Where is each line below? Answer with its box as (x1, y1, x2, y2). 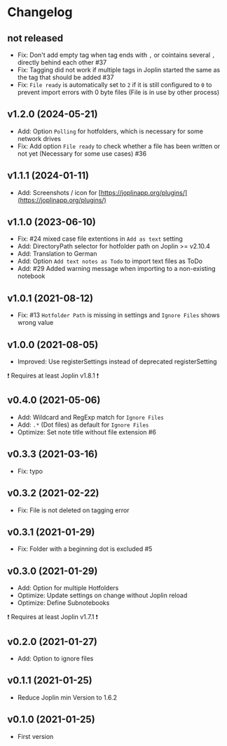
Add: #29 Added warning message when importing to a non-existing (17, 265, 216, 273)
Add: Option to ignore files (17, 654, 94, 662)
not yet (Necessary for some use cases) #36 (17, 149, 147, 158)
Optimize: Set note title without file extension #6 (17, 427, 156, 436)
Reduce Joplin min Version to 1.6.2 (17, 693, 118, 702)
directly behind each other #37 (17, 58, 107, 67)
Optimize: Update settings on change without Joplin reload (17, 591, 188, 600)
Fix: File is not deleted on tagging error (17, 506, 130, 514)
